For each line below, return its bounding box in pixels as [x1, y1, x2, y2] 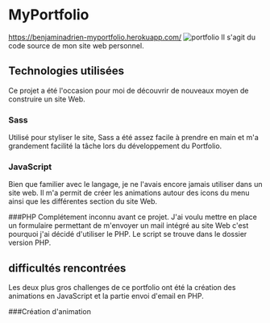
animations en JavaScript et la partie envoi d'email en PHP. [8, 292, 204, 301]
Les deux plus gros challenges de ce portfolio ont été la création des [8, 283, 236, 292]
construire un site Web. [8, 94, 86, 104]
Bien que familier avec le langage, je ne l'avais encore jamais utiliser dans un [8, 180, 263, 189]
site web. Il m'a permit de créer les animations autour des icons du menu [8, 188, 250, 198]
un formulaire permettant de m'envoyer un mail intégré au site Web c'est [8, 221, 249, 230]
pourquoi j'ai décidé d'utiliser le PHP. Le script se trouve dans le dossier [8, 230, 247, 239]
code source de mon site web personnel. [8, 40, 144, 50]
